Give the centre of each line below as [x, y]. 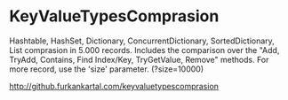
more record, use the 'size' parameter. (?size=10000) [107, 69]
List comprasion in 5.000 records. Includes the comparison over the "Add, [144, 50]
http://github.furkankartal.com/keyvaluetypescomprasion [114, 86]
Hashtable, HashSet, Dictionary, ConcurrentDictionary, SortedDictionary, [142, 41]
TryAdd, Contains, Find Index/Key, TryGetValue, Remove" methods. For [139, 59]
